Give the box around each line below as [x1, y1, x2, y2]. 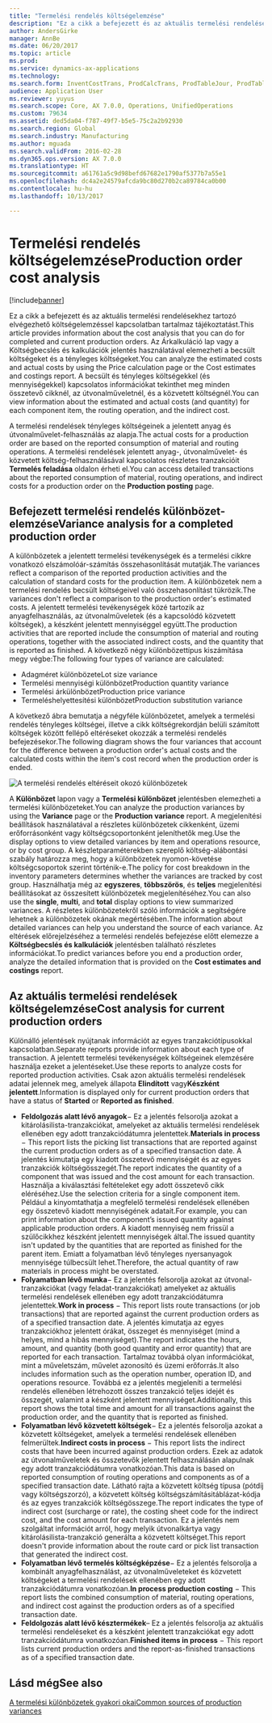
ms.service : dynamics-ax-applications [9, 65, 140, 73]
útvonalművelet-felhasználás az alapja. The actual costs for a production [9, 429, 249, 439]
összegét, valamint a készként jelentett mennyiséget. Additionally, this [20, 1395, 253, 1405]
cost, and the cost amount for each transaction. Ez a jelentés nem [20, 1515, 241, 1525]
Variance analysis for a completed [57, 516, 233, 530]
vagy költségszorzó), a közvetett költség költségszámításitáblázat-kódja [20, 1489, 261, 1499]
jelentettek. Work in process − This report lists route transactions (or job [20, 1300, 261, 1310]
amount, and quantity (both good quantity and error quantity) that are [20, 1343, 252, 1354]
